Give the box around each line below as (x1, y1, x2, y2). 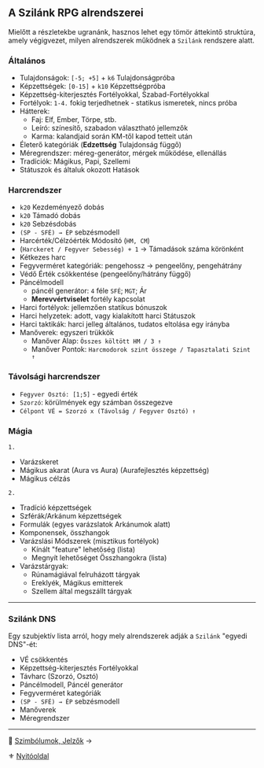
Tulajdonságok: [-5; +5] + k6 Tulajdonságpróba (19, 73, 175, 83)
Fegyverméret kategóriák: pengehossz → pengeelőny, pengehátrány (19, 261, 242, 271)
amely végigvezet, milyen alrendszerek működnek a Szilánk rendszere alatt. (8, 35, 255, 45)
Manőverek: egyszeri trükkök (19, 328, 114, 338)
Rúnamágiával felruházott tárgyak (31, 570, 141, 579)
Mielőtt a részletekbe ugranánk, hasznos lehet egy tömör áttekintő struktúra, (8, 27, 256, 36)
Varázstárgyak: (19, 562, 69, 570)
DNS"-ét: (8, 640, 38, 649)
